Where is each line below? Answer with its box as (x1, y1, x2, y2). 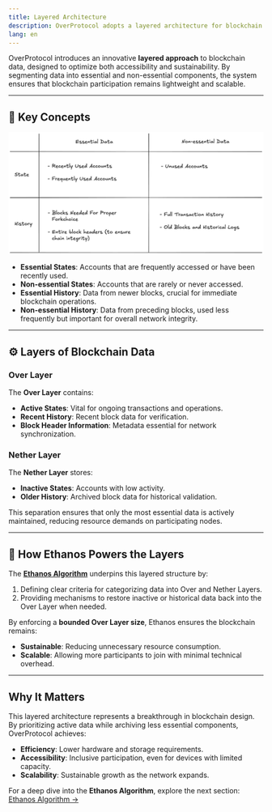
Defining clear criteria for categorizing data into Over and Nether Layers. (19, 585, 263, 594)
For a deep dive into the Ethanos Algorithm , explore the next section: (8, 785, 240, 795)
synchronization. (19, 429, 76, 439)
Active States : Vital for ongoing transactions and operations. (19, 403, 223, 413)
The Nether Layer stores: (8, 468, 93, 478)
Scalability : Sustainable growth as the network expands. (19, 770, 210, 780)
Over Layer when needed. (19, 602, 108, 611)
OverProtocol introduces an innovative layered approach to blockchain (8, 53, 245, 63)
